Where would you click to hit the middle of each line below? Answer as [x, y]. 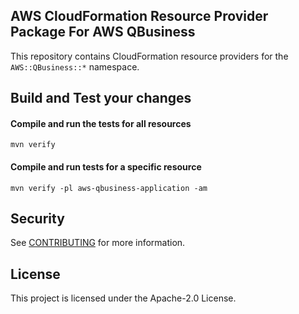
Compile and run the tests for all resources [101, 123]
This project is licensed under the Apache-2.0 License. [123, 298]
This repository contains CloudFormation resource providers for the [149, 56]
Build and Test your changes [101, 98]
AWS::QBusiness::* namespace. [75, 66]
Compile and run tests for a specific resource [106, 167]
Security [37, 218]
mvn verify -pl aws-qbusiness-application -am [109, 188]
